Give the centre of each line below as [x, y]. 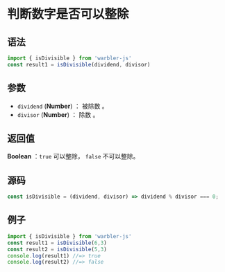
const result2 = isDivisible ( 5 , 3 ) [57, 249]
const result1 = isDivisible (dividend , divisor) [79, 64]
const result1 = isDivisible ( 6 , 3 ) [57, 243]
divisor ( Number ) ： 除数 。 [58, 114]
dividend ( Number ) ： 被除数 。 [63, 106]
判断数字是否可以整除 [68, 14]
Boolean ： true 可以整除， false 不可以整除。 [73, 156]
